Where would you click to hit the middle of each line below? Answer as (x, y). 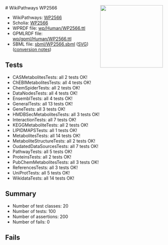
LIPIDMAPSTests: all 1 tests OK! (45, 130)
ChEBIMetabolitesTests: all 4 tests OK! (52, 82)
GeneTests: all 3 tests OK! (39, 109)
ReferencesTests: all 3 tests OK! (45, 167)
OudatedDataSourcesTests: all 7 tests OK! (55, 146)
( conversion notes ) (32, 49)
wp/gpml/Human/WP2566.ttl (42, 39)
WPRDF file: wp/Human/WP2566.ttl (49, 28)
